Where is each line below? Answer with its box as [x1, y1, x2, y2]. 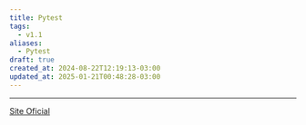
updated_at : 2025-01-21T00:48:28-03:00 [9, 72, 161, 82]
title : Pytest [9, 13, 64, 23]
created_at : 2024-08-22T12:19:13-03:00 [9, 64, 161, 73]
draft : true [9, 55, 55, 64]
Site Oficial [9, 105, 50, 116]
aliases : [9, 38, 43, 48]
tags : [9, 22, 30, 31]
